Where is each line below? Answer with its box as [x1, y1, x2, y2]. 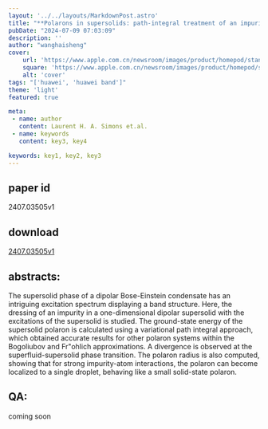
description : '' [8, 33, 62, 42]
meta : [8, 108, 26, 116]
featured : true [8, 93, 59, 101]
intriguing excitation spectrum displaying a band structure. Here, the [8, 299, 233, 309]
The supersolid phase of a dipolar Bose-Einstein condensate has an [8, 290, 231, 300]
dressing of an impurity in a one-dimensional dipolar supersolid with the [8, 308, 245, 317]
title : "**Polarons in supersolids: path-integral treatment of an [8, 19, 238, 27]
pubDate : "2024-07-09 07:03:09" [8, 26, 116, 34]
